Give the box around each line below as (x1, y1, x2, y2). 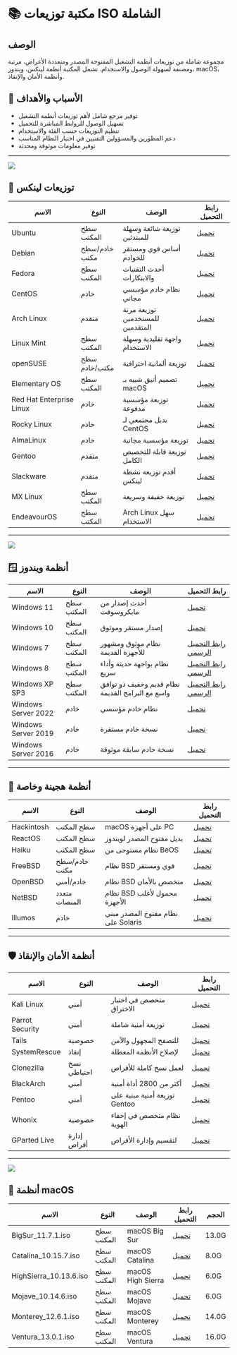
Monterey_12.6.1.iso (11, 1311, 80, 1321)
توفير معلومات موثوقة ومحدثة (18, 141, 96, 150)
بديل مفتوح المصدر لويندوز (105, 833, 184, 843)
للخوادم (122, 252, 146, 262)
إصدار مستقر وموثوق (100, 622, 163, 632)
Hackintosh (11, 822, 49, 832)
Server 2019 (11, 728, 54, 738)
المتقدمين (122, 322, 152, 332)
